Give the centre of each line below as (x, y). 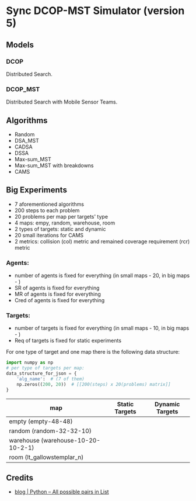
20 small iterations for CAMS (49, 235)
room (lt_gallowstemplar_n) (46, 457)
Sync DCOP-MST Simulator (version (95, 11)
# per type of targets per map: (45, 368)
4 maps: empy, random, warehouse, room (65, 223)
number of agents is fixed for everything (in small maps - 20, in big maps (102, 275)
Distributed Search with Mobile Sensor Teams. (62, 102)
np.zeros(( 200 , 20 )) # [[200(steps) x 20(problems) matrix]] (94, 384)
